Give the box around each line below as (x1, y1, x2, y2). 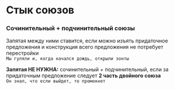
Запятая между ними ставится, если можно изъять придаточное (6, 37, 168, 44)
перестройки (6, 50, 39, 57)
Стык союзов (6, 3, 75, 17)
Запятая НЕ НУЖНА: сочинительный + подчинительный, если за (6, 66, 169, 73)
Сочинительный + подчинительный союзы (6, 24, 135, 33)
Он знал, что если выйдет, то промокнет (6, 78, 106, 84)
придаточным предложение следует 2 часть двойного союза (6, 72, 161, 79)
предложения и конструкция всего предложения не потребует (6, 44, 163, 51)
